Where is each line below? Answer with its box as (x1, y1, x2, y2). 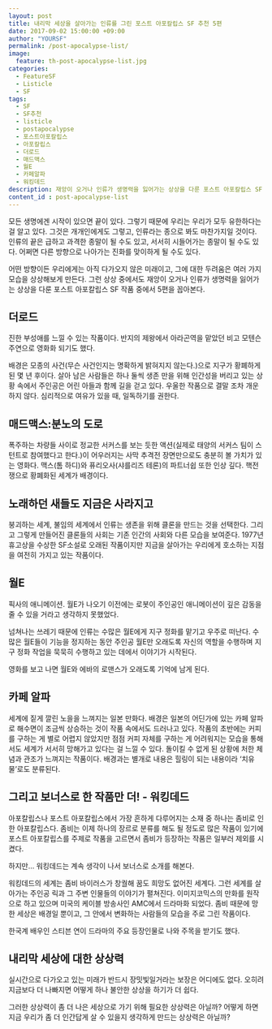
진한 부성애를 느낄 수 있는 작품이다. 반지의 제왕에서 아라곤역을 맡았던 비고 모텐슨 (8, 334, 262, 343)
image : (8, 50, 31, 58)
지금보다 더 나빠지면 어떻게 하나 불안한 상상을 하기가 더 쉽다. (8, 985, 199, 995)
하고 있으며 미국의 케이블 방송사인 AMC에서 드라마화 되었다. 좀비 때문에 (23, 898, 250, 908)
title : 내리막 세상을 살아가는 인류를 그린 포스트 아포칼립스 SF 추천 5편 (8, 19, 222, 28)
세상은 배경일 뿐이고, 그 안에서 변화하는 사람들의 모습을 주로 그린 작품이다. (16, 908, 251, 918)
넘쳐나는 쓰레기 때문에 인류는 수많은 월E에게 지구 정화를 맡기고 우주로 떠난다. (8, 626, 251, 636)
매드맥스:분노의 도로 (8, 417, 103, 431)
